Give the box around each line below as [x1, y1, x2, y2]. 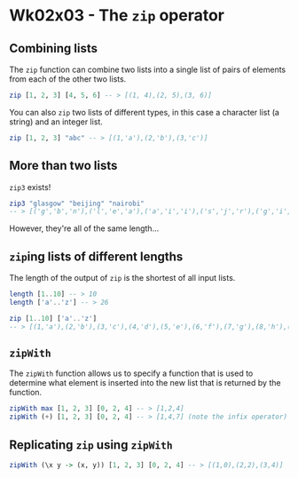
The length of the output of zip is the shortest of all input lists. [9, 273, 236, 283]
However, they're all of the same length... [9, 223, 160, 234]
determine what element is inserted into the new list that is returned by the [9, 378, 281, 388]
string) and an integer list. [9, 116, 104, 127]
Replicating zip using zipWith [9, 437, 173, 452]
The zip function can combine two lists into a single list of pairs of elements [9, 64, 286, 75]
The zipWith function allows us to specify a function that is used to [9, 368, 254, 378]
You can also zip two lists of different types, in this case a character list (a [9, 107, 279, 117]
